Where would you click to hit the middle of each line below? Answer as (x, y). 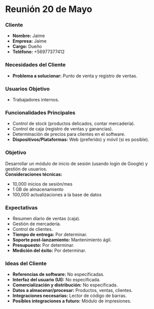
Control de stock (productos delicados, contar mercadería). (73, 123)
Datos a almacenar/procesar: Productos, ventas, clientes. (72, 290)
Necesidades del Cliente (35, 65)
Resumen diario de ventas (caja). (46, 218)
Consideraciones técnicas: (34, 174)
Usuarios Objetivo (27, 89)
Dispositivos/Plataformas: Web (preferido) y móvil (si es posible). (81, 139)
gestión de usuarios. (26, 169)
